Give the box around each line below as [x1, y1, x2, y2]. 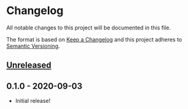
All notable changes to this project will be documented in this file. [6, 24, 171, 31]
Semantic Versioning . [6, 42, 60, 50]
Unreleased [6, 60, 52, 70]
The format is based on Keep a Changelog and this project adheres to [6, 36, 182, 43]
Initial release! [15, 97, 51, 105]
